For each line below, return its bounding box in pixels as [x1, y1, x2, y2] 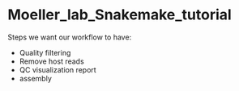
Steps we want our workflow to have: [7, 32, 132, 42]
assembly [19, 73, 52, 83]
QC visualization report [19, 64, 96, 74]
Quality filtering [19, 48, 71, 57]
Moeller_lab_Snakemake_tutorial [7, 6, 232, 24]
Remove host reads [19, 56, 84, 66]
